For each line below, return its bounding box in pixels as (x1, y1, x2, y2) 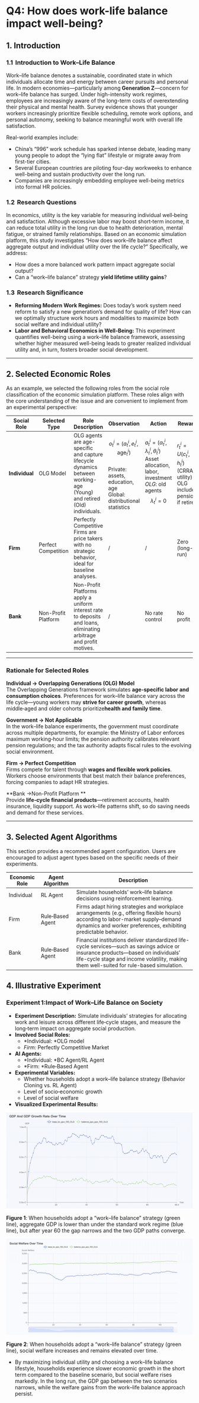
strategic (73, 548, 95, 555)
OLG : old (145, 480, 166, 488)
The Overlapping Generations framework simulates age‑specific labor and (6, 686, 190, 693)
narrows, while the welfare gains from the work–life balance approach (14, 1383, 185, 1391)
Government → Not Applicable (6, 716, 83, 723)
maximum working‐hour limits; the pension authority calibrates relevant (6, 735, 180, 743)
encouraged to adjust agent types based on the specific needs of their (6, 854, 179, 861)
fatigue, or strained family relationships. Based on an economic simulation (6, 231, 187, 238)
